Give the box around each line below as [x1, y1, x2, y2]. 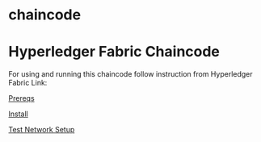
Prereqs [8, 94, 35, 103]
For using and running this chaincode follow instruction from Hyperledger [8, 69, 253, 79]
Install [8, 109, 28, 119]
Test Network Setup [8, 125, 75, 135]
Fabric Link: [8, 78, 48, 88]
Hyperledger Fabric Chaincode [8, 43, 221, 61]
